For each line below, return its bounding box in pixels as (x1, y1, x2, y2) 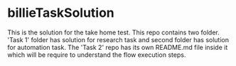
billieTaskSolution (7, 5, 115, 21)
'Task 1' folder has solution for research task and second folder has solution (7, 35, 230, 44)
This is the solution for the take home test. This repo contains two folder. (7, 28, 220, 37)
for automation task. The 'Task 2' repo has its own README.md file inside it (7, 43, 228, 51)
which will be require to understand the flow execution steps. (7, 51, 186, 59)
